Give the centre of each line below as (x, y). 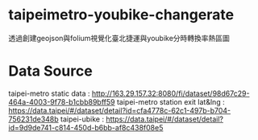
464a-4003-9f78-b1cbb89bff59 (62, 101)
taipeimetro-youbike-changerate (121, 15)
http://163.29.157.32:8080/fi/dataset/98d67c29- (171, 93)
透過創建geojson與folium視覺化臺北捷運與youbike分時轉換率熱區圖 (119, 38)
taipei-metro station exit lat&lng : (171, 101)
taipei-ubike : (82, 119)
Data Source (50, 71)
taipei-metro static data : (49, 93)
